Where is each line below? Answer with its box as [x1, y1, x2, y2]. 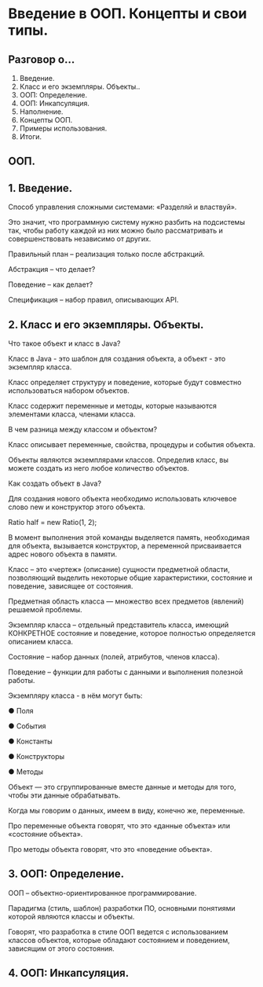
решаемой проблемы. [8, 605, 82, 615]
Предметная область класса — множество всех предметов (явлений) [8, 596, 245, 606]
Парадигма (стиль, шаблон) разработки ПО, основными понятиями [8, 903, 236, 912]
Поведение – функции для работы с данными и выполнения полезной [8, 667, 243, 677]
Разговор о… [8, 53, 75, 66]
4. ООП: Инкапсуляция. [8, 967, 130, 980]
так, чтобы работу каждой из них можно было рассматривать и [8, 226, 224, 236]
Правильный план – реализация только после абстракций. [8, 249, 206, 259]
